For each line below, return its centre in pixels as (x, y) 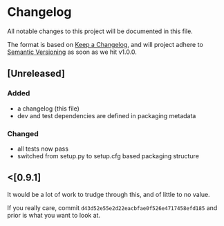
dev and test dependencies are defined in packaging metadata (106, 115)
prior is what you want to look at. (54, 215)
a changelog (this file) (48, 109)
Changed (23, 133)
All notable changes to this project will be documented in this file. (100, 31)
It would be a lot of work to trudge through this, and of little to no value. (109, 194)
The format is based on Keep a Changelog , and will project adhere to (105, 44)
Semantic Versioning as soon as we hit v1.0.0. (72, 52)
